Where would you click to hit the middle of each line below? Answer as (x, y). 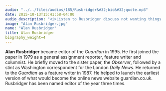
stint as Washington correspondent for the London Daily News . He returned (83, 67)
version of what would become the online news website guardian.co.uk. (79, 78)
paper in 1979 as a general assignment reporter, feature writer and (73, 57)
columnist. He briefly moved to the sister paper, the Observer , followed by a (83, 62)
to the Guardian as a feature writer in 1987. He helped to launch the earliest (82, 73)
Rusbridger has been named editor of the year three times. (65, 83)
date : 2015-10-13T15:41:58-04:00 (40, 14)
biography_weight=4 (25, 38)
